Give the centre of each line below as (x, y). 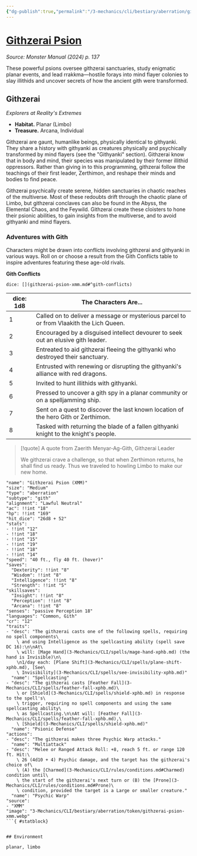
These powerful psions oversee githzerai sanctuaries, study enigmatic (91, 68)
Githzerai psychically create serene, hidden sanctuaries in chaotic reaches (96, 191)
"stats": (17, 524)
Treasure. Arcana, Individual (49, 131)
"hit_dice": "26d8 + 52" (36, 519)
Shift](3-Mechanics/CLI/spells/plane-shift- (127, 662)
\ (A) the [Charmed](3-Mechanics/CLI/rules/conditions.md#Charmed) (101, 770)
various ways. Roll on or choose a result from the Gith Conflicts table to (92, 256)
